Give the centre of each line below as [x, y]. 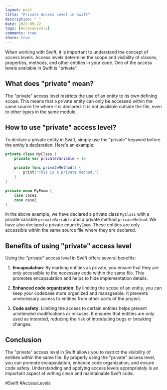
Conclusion [23, 340]
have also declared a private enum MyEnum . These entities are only [73, 225]
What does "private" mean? [49, 84]
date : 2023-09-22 [23, 24]
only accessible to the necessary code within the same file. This [78, 273]
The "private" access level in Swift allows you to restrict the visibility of [78, 352]
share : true [17, 38]
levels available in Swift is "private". [42, 68]
